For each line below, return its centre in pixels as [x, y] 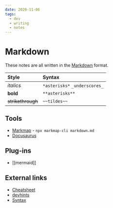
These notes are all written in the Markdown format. [57, 65]
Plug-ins [18, 151]
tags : [10, 14]
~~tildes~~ [55, 101]
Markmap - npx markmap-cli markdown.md [53, 130]
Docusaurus [24, 135]
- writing [19, 23]
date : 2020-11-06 [23, 9]
